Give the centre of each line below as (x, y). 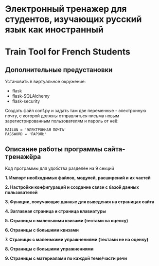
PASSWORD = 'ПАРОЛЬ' (26, 134)
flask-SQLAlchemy (31, 96)
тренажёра (23, 157)
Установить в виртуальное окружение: (45, 82)
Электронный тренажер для (66, 9)
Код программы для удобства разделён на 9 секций (60, 168)
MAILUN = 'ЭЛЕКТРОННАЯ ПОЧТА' (36, 130)
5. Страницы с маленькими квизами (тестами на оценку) (67, 221)
